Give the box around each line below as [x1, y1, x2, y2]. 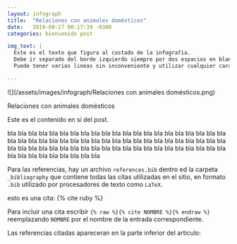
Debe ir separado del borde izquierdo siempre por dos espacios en [13, 56, 217, 63]
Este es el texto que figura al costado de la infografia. [13, 49, 191, 56]
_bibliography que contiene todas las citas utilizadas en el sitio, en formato [7, 172, 226, 181]
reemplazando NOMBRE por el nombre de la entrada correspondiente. [7, 214, 204, 223]
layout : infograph [7, 10, 61, 18]
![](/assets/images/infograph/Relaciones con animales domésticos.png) [7, 87, 216, 96]
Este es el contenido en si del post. [7, 115, 109, 123]
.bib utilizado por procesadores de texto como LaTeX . [7, 180, 163, 188]
